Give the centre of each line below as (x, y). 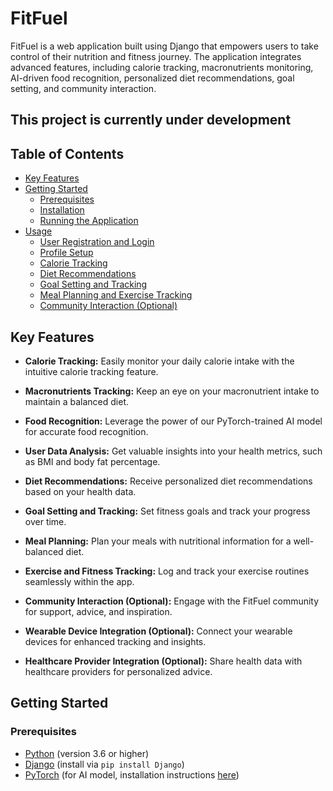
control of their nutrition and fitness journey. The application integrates (156, 56)
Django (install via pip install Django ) (104, 764)
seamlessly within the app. (79, 581)
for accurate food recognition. (86, 431)
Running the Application (89, 221)
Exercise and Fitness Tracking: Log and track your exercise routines (167, 571)
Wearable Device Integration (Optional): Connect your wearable (158, 631)
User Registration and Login (97, 242)
